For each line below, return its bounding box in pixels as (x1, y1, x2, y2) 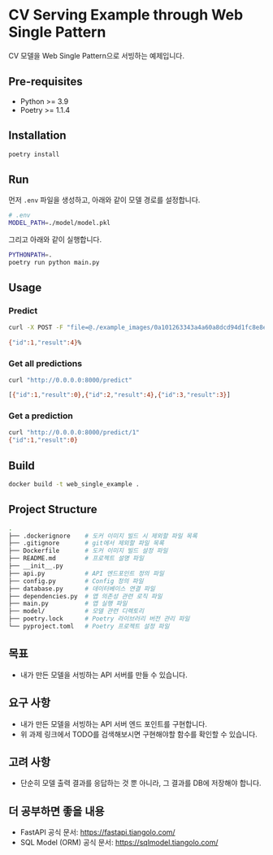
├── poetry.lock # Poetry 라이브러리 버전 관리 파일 (8, 615, 190, 623)
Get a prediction (8, 410, 73, 421)
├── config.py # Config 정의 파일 (8, 576, 144, 585)
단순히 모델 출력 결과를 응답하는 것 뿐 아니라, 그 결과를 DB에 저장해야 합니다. (19, 778, 262, 788)
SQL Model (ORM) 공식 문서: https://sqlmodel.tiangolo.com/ (19, 838, 219, 848)
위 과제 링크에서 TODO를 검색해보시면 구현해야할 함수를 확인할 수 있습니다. (19, 729, 258, 739)
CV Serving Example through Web (8, 6, 244, 24)
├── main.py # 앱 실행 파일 (8, 599, 128, 608)
